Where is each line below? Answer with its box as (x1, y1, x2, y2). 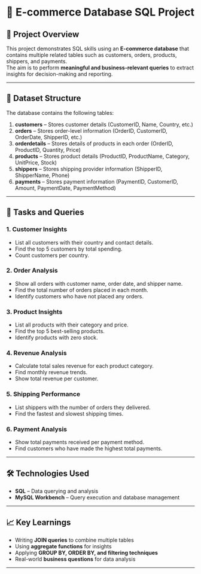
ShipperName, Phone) (14, 172, 70, 179)
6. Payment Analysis (6, 425, 68, 433)
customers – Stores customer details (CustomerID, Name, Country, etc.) (14, 121, 193, 128)
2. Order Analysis (6, 266, 58, 274)
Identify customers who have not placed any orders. (14, 292, 144, 300)
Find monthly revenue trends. (14, 369, 88, 376)
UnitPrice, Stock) (14, 158, 57, 166)
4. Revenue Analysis (6, 349, 67, 358)
